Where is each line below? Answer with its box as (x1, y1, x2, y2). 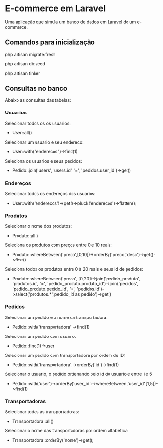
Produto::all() (12, 233, 38, 239)
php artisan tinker (5, 70, 40, 76)
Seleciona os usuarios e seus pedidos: (5, 158, 82, 164)
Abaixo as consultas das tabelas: (5, 97, 71, 103)
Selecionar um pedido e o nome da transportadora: (5, 315, 108, 320)
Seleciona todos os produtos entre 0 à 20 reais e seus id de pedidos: (5, 266, 144, 272)
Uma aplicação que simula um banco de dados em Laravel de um (5, 19, 136, 25)
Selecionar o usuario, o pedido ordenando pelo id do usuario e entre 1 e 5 (5, 371, 152, 377)
